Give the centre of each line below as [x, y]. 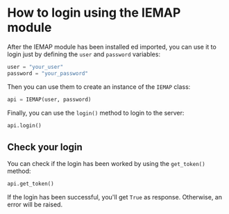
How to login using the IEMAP [94, 13]
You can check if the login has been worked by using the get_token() [107, 164]
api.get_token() [31, 184]
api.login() [24, 125]
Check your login [45, 147]
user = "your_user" [35, 67]
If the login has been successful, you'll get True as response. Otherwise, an [114, 197]
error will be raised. [35, 205]
